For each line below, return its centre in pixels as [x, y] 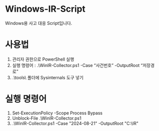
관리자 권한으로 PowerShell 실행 [43, 59]
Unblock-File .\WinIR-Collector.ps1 [47, 118]
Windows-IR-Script [45, 9]
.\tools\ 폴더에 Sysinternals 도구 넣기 [48, 77]
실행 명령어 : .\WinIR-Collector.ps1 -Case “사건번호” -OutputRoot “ [77, 65]
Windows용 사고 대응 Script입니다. [39, 23]
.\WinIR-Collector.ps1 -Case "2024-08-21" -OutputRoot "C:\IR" [75, 123]
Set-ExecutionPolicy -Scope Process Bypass [57, 113]
